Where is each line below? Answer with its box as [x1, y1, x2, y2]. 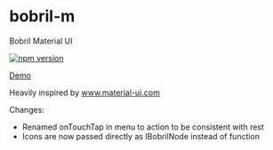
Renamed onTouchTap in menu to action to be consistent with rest [21, 122, 265, 132]
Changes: [9, 104, 44, 114]
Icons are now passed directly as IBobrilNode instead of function [21, 130, 261, 141]
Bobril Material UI [9, 36, 73, 46]
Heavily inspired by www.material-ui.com [9, 87, 160, 98]
